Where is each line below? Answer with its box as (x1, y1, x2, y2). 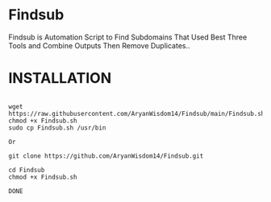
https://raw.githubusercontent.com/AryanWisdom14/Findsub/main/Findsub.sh (8, 109, 265, 117)
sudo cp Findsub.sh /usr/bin (8, 123, 106, 132)
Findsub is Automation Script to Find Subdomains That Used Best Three (8, 32, 248, 42)
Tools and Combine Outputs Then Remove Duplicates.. (8, 40, 191, 50)
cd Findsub (8, 166, 45, 174)
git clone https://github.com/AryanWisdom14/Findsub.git (8, 151, 204, 160)
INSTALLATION (8, 69, 111, 88)
